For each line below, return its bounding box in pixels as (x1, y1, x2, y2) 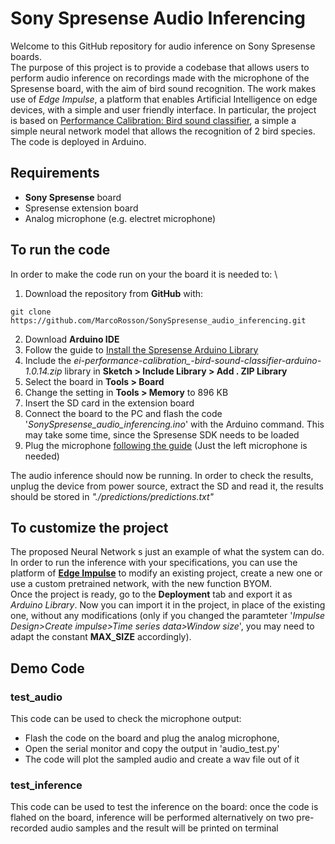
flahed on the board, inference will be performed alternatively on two (10, 812, 295, 824)
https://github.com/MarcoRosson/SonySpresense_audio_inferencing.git (10, 315, 307, 326)
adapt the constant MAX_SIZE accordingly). (10, 631, 192, 643)
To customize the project (10, 519, 169, 536)
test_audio (10, 690, 63, 704)
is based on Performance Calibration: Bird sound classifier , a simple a (10, 114, 297, 126)
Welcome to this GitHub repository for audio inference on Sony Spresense (10, 40, 316, 52)
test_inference (10, 778, 83, 792)
